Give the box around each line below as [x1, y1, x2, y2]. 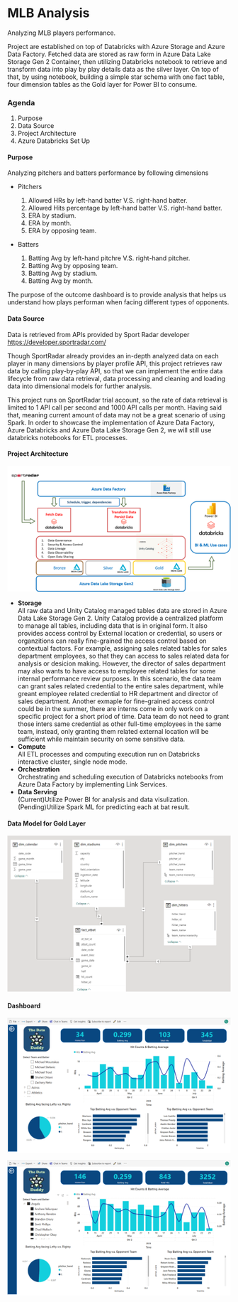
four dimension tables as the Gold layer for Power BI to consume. [7, 80, 197, 88]
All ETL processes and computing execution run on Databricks [17, 750, 200, 759]
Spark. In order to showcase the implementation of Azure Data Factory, [7, 418, 215, 427]
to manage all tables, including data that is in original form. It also [17, 621, 208, 630]
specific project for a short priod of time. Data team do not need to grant [17, 713, 229, 721]
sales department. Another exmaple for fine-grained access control [17, 697, 215, 705]
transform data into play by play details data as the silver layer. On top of [7, 65, 220, 73]
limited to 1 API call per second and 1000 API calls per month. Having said [7, 403, 222, 412]
